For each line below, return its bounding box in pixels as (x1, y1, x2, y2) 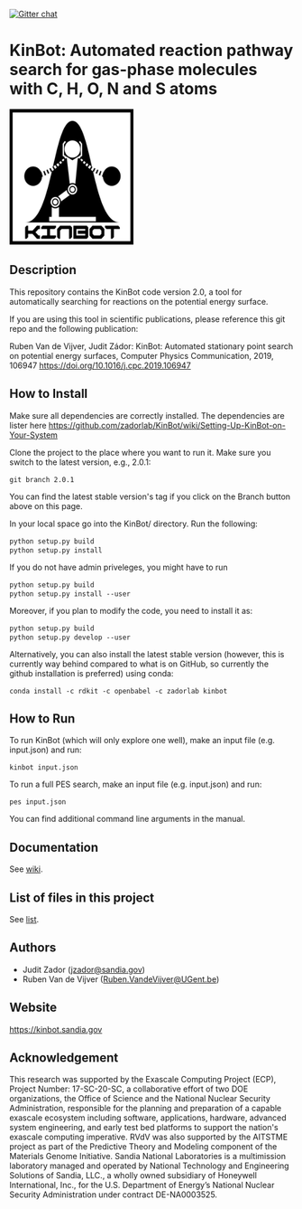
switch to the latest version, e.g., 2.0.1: (9, 457, 151, 468)
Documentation (9, 839, 99, 855)
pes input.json (9, 798, 67, 807)
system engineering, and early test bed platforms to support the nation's (9, 1122, 279, 1133)
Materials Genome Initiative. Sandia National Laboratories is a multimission (9, 1151, 287, 1162)
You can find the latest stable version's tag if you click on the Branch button (9, 491, 291, 502)
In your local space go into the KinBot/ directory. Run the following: (9, 518, 259, 529)
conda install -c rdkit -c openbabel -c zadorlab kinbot (9, 686, 228, 695)
